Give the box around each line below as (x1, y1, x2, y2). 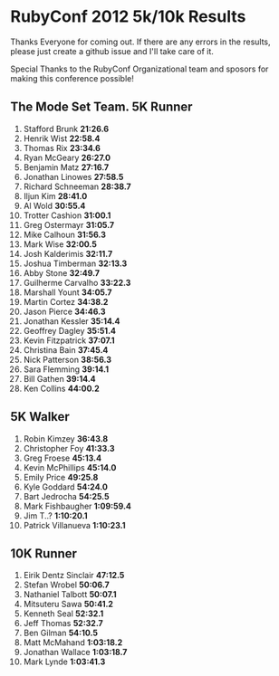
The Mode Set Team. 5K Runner (10, 100, 193, 115)
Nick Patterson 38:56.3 (23, 354, 112, 365)
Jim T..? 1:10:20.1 (23, 509, 89, 521)
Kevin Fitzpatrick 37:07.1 (23, 335, 115, 346)
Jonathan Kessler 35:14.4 (23, 315, 120, 327)
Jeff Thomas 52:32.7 (23, 618, 103, 629)
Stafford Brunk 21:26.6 (23, 123, 110, 134)
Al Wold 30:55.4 (23, 200, 86, 211)
